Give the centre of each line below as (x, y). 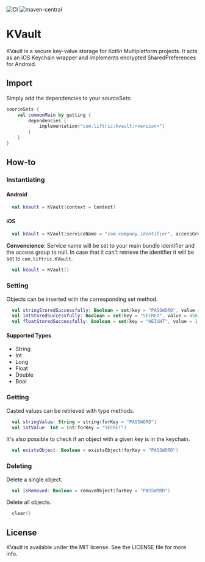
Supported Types (29, 335)
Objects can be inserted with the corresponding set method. (82, 299)
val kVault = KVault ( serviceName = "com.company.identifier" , (92, 234)
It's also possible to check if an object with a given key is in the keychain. (98, 439)
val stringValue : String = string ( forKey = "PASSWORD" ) (84, 422)
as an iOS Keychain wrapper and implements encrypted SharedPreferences (101, 57)
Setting (17, 286)
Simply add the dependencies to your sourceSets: (69, 98)
